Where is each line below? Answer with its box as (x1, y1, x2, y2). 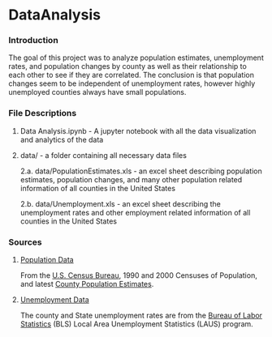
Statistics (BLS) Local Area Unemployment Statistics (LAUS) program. (19, 319, 253, 329)
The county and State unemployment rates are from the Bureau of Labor (19, 310, 262, 321)
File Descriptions (8, 108, 77, 119)
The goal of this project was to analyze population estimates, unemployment (8, 53, 264, 62)
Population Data (19, 255, 75, 265)
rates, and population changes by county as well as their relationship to (8, 62, 248, 71)
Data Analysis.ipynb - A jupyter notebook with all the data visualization (19, 126, 257, 135)
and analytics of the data (19, 134, 104, 144)
